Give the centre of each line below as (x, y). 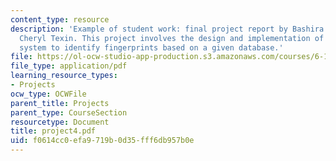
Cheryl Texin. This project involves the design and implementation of (172, 38)
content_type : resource (60, 19)
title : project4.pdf (53, 131)
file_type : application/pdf (69, 66)
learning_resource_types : (64, 76)
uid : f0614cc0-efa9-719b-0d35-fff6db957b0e (102, 141)
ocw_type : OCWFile (48, 94)
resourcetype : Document (60, 122)
